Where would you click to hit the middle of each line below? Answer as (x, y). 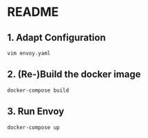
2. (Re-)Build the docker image (74, 74)
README (33, 12)
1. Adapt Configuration (56, 38)
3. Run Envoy (36, 111)
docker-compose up (33, 127)
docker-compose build (38, 90)
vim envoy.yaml (29, 53)
